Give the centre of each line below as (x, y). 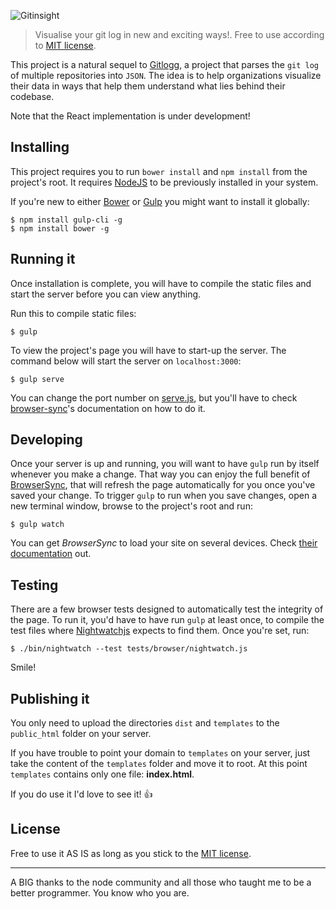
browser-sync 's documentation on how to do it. (108, 408)
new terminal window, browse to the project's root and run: (131, 506)
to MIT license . (65, 45)
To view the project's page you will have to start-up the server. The (148, 350)
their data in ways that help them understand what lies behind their (148, 86)
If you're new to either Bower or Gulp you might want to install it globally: (160, 201)
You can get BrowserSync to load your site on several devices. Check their (164, 543)
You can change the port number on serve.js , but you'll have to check (154, 397)
